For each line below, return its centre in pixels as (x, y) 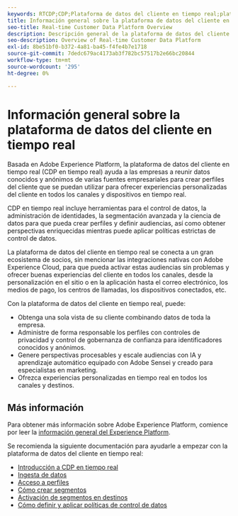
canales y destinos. (46, 385)
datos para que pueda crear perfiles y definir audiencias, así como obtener (117, 224)
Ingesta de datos (42, 475)
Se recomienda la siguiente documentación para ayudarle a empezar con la (118, 446)
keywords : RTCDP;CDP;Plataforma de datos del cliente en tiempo (104, 14)
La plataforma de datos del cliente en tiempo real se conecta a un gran (110, 252)
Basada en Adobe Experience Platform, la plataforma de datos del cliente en (119, 165)
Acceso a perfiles (43, 483)
